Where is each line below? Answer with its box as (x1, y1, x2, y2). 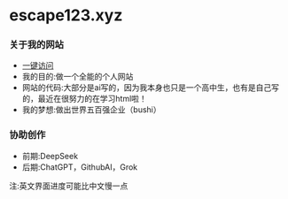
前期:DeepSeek (21, 150, 78, 161)
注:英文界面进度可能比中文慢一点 (9, 180, 128, 191)
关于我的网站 (9, 39, 65, 51)
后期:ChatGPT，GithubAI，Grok (21, 161, 138, 172)
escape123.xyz (9, 5, 123, 26)
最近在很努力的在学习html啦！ (37, 94, 148, 104)
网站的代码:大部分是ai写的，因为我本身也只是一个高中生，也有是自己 (21, 82, 272, 93)
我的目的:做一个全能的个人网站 (21, 72, 134, 82)
